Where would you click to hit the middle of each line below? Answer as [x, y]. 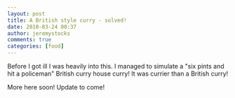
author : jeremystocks [39, 33]
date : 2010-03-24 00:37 [42, 27]
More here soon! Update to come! [56, 87]
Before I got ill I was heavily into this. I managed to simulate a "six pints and [116, 66]
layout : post [26, 14]
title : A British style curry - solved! [67, 20]
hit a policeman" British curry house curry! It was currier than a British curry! [118, 73]
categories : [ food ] [36, 46]
